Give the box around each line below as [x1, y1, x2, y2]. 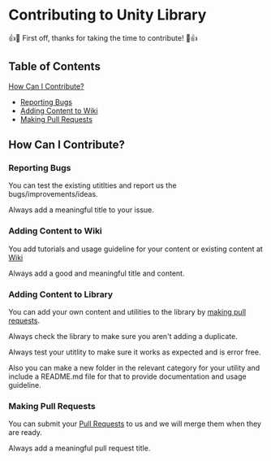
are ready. [8, 428, 43, 437]
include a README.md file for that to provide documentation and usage [8, 372, 247, 381]
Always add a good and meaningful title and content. [8, 268, 185, 278]
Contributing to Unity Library [8, 6, 207, 24]
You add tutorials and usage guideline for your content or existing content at [8, 244, 264, 254]
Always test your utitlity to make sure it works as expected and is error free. [8, 347, 261, 357]
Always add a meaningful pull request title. [8, 443, 151, 453]
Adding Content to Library [8, 289, 114, 300]
